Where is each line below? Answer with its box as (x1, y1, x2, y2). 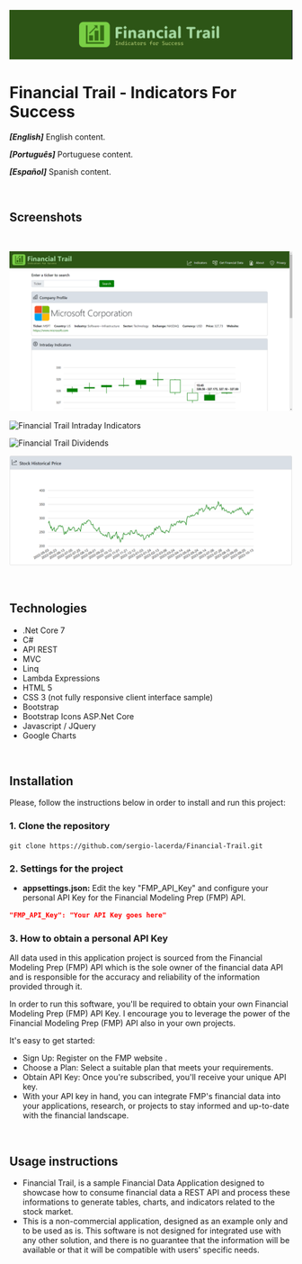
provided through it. (9, 981, 83, 992)
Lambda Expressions (22, 673, 101, 683)
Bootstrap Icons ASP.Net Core (22, 710, 135, 721)
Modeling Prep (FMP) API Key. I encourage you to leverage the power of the (9, 1008, 290, 1019)
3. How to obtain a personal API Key (9, 932, 168, 944)
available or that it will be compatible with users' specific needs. (22, 1244, 260, 1255)
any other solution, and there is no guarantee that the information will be (22, 1234, 290, 1245)
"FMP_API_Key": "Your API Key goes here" (9, 910, 167, 919)
